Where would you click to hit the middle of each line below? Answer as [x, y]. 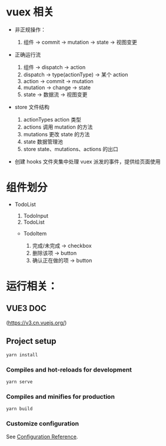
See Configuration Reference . [42, 437]
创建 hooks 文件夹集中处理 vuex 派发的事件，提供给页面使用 [87, 161]
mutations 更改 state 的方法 [57, 134]
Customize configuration [43, 424]
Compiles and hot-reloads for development [69, 369]
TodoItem [35, 233]
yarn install [22, 355]
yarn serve [19, 382]
